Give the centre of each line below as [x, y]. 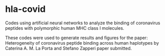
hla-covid [25, 9]
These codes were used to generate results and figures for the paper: [77, 38]
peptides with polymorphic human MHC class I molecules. [65, 28]
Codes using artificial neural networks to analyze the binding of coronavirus [83, 23]
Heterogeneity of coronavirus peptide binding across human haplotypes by [82, 43]
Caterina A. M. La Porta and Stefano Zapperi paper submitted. [69, 48]
